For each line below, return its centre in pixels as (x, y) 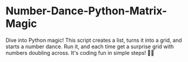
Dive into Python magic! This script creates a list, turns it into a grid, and (94, 40)
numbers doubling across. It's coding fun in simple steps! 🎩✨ (80, 52)
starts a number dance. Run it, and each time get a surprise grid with (90, 46)
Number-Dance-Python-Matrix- (86, 11)
